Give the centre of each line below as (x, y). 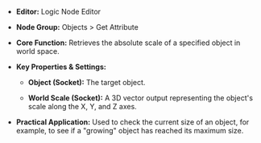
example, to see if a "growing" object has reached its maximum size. (130, 131)
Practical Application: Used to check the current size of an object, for (133, 122)
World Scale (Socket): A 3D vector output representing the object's (141, 98)
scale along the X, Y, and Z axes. (82, 106)
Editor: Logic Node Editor (58, 12)
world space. (37, 51)
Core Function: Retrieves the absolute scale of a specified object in (128, 43)
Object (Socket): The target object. (87, 82)
